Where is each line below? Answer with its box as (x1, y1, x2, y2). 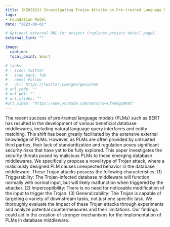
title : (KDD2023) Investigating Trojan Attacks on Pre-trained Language (5, 7, 162, 13)
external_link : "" (5, 35, 44, 41)
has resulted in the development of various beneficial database (5, 120, 137, 126)
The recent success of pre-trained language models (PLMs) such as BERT (5, 115, 160, 121)
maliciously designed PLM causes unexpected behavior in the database (5, 163, 155, 169)
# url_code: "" (5, 87, 37, 92)
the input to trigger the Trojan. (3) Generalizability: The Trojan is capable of (5, 190, 162, 196)
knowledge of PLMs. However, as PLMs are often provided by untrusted (5, 136, 155, 142)
